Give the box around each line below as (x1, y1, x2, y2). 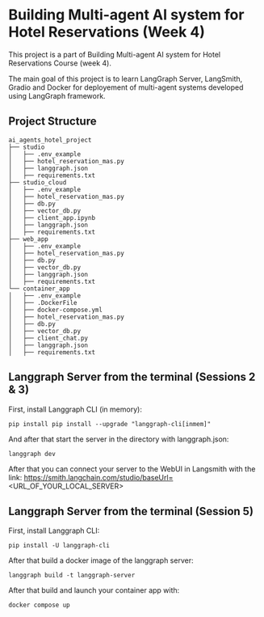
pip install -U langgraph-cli (8, 542, 111, 550)
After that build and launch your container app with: (8, 585, 180, 595)
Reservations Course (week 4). (8, 58, 111, 68)
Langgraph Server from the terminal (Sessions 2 (8, 370, 256, 384)
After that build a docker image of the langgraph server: (8, 556, 194, 565)
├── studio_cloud (8, 178, 67, 187)
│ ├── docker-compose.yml (8, 306, 103, 314)
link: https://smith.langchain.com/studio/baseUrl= (8, 472, 174, 482)
